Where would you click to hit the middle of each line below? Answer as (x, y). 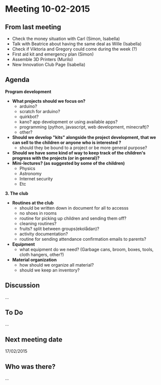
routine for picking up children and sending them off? (73, 218)
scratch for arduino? (40, 111)
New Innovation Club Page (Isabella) (49, 65)
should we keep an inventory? (50, 270)
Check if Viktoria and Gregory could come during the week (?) (75, 49)
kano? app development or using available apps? (69, 122)
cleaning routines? (38, 223)
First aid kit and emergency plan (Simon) (53, 54)
